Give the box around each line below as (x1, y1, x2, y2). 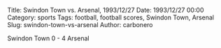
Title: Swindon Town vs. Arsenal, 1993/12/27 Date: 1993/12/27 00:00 (7, 6, 204, 14)
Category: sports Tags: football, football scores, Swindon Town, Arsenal (7, 13, 215, 22)
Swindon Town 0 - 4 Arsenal (7, 34, 90, 42)
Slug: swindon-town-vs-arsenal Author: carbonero (7, 21, 153, 29)
